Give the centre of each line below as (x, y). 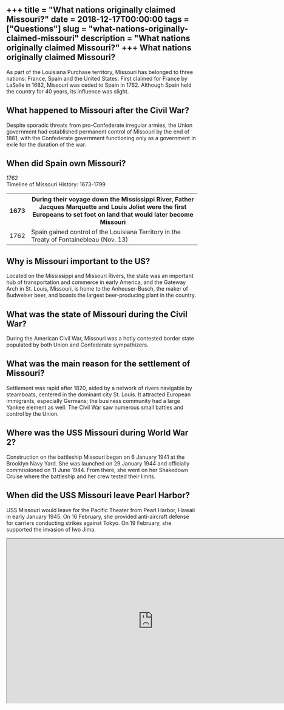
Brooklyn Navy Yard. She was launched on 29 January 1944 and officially (98, 463)
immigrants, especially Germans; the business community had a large (93, 401)
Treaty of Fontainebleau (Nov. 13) (80, 240)
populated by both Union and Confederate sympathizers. (77, 345)
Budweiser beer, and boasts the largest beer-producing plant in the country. (101, 295)
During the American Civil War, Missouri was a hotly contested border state (100, 339)
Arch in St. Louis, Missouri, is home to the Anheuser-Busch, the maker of (97, 289)
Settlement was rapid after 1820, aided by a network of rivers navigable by (99, 388)
